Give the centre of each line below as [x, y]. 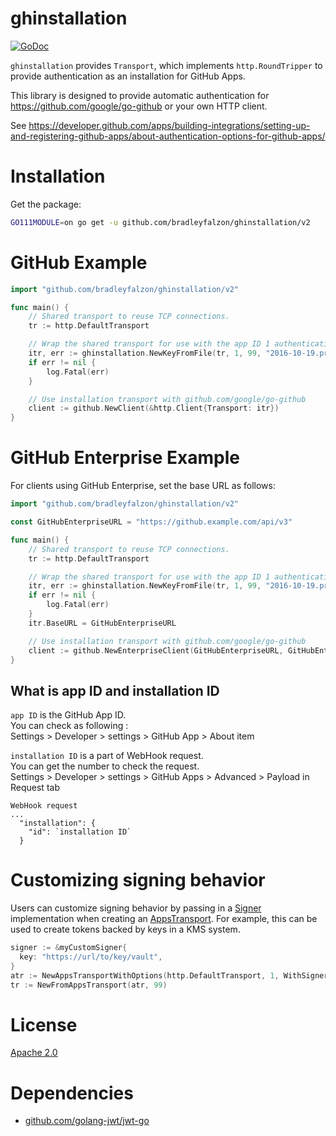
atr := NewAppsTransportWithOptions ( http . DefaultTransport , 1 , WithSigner [169, 975]
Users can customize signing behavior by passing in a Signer [136, 908]
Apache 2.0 [34, 1053]
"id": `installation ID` [80, 832]
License [44, 1024]
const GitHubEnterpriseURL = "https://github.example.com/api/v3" [151, 522]
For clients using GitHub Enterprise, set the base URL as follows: [143, 486]
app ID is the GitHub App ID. [68, 715]
